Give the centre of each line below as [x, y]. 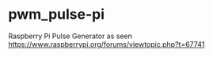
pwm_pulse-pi [57, 14]
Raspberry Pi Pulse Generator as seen [70, 36]
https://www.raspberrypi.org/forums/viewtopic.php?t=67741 [106, 44]
